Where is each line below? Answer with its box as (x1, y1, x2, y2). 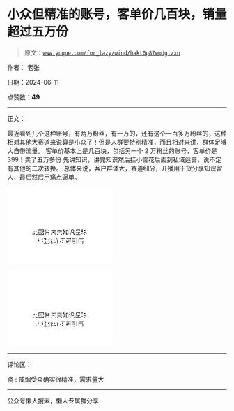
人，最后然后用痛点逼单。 (7, 173, 81, 181)
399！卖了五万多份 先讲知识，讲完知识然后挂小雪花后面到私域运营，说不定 (7, 155, 221, 164)
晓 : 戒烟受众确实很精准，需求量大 (7, 375, 104, 383)
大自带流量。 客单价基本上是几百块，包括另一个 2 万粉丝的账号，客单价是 (7, 146, 218, 154)
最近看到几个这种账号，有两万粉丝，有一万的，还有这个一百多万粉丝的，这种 (7, 129, 227, 137)
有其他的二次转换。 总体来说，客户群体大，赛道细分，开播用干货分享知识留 (7, 164, 223, 172)
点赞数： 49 (7, 92, 40, 101)
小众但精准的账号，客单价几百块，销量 (7, 6, 228, 22)
